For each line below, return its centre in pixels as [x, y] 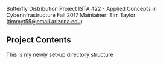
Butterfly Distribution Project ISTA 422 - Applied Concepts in [81, 9]
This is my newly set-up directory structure [60, 54]
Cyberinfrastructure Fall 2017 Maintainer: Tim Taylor [71, 15]
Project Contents [39, 40]
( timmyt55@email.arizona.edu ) [45, 21]
